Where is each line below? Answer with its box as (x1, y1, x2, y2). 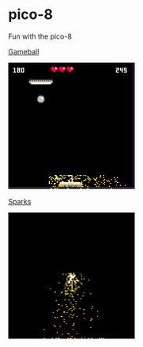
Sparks (8, 196, 32, 206)
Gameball (8, 47, 40, 56)
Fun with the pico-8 (8, 32, 73, 41)
